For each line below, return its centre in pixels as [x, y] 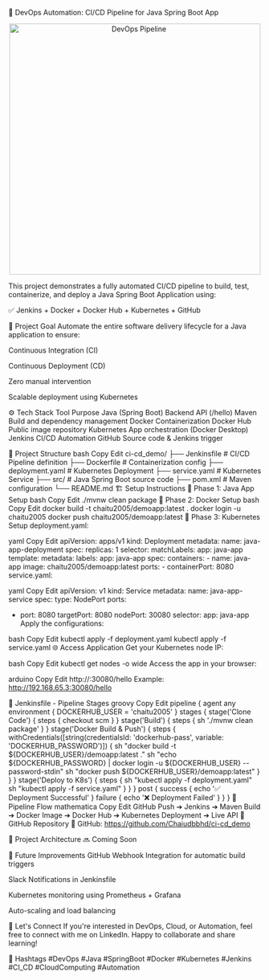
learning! [23, 943]
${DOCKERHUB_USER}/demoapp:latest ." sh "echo [92, 754]
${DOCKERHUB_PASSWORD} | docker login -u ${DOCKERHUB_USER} [125, 763]
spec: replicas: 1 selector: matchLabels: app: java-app [154, 549]
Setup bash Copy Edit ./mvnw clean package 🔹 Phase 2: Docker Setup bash [134, 500]
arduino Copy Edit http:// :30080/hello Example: [86, 679]
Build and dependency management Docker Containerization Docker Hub [130, 421]
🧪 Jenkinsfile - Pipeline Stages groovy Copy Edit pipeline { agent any [122, 703]
